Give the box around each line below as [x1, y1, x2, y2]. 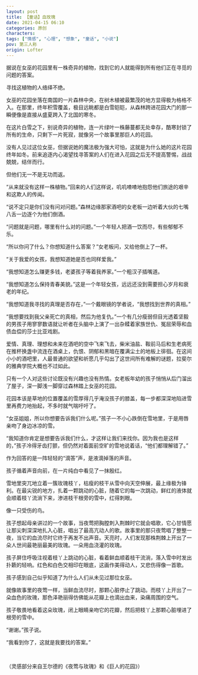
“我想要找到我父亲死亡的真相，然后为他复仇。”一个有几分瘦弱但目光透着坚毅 [6, 313, 189, 320]
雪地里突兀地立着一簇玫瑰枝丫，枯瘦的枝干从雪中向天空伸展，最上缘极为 [6, 479, 181, 486]
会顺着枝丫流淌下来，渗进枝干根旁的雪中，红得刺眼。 [6, 494, 136, 501]
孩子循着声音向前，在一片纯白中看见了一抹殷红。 [6, 467, 125, 474]
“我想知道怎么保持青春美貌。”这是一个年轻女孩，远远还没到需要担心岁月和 [6, 281, 184, 288]
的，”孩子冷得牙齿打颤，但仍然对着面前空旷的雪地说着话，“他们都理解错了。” [6, 442, 189, 449]
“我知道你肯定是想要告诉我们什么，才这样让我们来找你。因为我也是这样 [6, 434, 179, 442]
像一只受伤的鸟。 [6, 506, 48, 513]
